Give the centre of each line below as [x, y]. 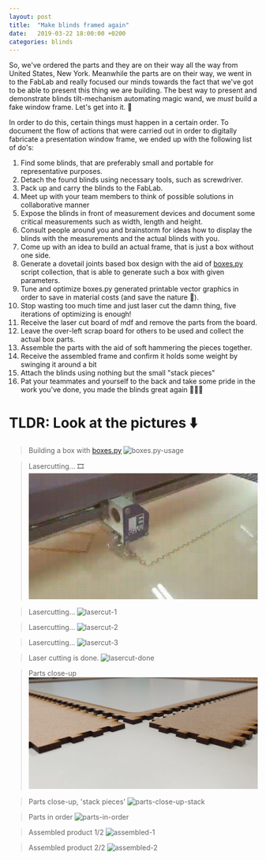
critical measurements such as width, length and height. [112, 222]
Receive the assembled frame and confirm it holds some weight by [129, 356]
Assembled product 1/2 [66, 832]
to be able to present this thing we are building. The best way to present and [133, 90]
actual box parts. [48, 339]
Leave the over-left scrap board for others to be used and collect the [132, 331]
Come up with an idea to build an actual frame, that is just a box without [137, 247]
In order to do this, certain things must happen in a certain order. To [119, 123]
